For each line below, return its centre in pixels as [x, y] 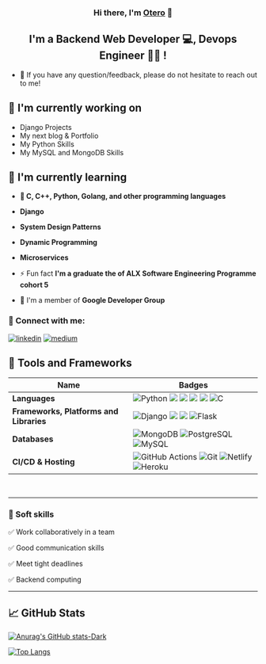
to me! [30, 83]
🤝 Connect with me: [47, 321]
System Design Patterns [60, 227]
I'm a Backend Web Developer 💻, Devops [133, 39]
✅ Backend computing [45, 579]
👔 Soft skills [31, 514]
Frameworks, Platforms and [65, 411]
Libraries [29, 422]
